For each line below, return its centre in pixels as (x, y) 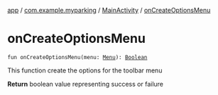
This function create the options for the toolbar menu (85, 70)
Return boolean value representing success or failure (86, 84)
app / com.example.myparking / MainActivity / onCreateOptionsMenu (109, 10)
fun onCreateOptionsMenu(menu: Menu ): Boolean (77, 57)
